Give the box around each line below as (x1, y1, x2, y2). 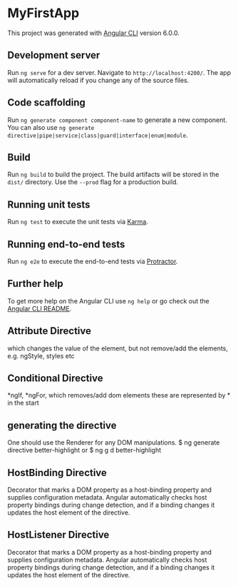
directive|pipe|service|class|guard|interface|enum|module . (7, 131, 188, 139)
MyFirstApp (7, 5, 80, 21)
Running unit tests (7, 198, 90, 211)
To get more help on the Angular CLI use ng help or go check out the (7, 296, 209, 305)
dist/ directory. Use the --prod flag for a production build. (7, 178, 178, 186)
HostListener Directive (7, 529, 110, 541)
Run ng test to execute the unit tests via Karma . (7, 218, 148, 226)
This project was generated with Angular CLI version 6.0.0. (7, 29, 180, 37)
